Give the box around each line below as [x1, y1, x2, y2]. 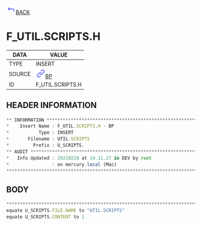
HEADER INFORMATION [6, 100, 97, 110]
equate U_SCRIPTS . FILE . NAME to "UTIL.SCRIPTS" [6, 207, 125, 214]
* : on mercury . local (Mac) [6, 162, 117, 168]
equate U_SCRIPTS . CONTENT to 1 [6, 213, 85, 220]
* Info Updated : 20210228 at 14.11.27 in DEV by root [6, 155, 152, 161]
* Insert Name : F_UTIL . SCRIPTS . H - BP [6, 123, 114, 130]
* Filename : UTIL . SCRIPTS [6, 136, 90, 142]
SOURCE [8, 71, 31, 78]
